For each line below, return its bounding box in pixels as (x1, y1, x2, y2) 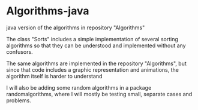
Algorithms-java (6, 4, 89, 18)
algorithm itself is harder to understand (6, 72, 103, 80)
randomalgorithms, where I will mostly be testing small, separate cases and (6, 90, 193, 97)
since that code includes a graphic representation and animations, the (6, 66, 179, 73)
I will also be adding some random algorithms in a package (6, 84, 152, 91)
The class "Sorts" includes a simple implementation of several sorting (6, 35, 179, 42)
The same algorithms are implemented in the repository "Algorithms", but (6, 60, 187, 67)
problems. (6, 97, 31, 104)
